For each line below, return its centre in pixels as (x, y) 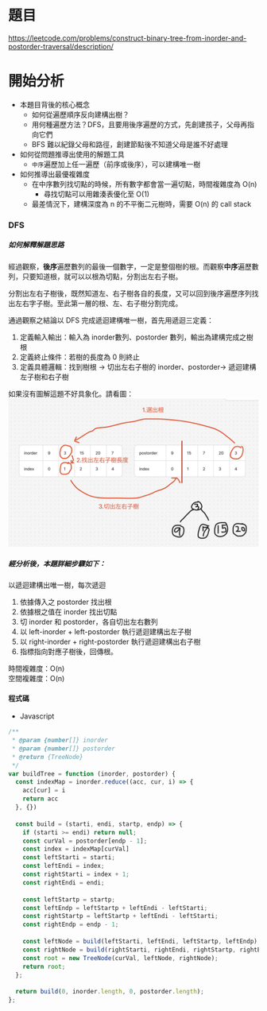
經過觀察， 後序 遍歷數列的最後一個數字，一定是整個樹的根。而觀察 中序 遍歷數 (133, 266)
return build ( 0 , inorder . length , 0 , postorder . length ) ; (110, 992)
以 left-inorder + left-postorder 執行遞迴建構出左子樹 (106, 631)
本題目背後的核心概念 (54, 104)
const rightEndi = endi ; (64, 882)
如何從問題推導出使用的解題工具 (72, 154)
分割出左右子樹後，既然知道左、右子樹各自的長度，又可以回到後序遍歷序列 (130, 293)
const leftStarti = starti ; (69, 858)
